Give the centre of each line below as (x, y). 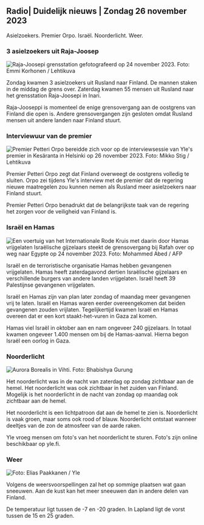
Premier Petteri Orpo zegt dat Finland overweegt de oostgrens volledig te (98, 174)
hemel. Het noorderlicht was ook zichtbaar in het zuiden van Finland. (92, 388)
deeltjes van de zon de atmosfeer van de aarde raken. (74, 426)
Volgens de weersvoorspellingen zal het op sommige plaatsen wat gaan (96, 485)
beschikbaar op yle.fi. (33, 444)
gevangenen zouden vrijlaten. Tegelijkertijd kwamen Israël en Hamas (92, 309)
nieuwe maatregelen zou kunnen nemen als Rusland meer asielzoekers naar (101, 187)
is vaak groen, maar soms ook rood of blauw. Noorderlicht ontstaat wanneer (101, 419)
